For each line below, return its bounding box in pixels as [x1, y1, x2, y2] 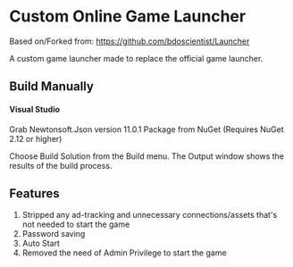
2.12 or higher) [9, 133, 63, 144]
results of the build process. [9, 160, 113, 171]
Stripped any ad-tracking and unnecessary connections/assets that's [21, 210, 278, 221]
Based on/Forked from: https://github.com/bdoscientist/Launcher [9, 36, 250, 46]
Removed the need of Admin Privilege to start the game [21, 247, 227, 258]
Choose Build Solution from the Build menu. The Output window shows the [9, 150, 284, 162]
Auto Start [21, 238, 61, 249]
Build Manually [9, 79, 94, 95]
